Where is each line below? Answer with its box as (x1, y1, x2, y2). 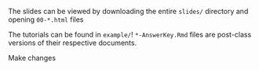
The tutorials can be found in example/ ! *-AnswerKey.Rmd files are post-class (8, 30, 252, 39)
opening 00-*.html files (8, 15, 84, 24)
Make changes (8, 54, 57, 62)
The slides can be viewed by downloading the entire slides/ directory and (8, 7, 249, 16)
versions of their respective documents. (8, 38, 137, 47)
